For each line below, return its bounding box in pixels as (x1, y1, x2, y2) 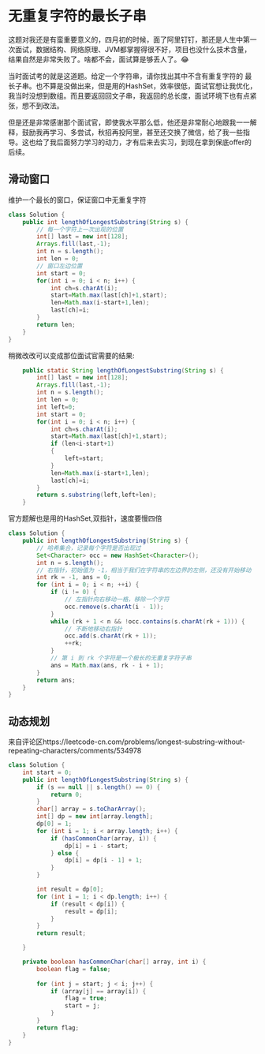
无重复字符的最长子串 (8, 7, 147, 25)
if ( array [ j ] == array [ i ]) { (50, 987, 147, 995)
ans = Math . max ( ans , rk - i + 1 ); (50, 661, 164, 669)
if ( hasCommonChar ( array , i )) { (50, 834, 157, 843)
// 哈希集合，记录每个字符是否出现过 (36, 544, 142, 552)
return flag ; (36, 1023, 80, 1032)
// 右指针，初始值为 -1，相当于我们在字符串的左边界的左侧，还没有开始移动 (36, 566, 252, 574)
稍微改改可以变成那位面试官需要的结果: (8, 350, 136, 360)
